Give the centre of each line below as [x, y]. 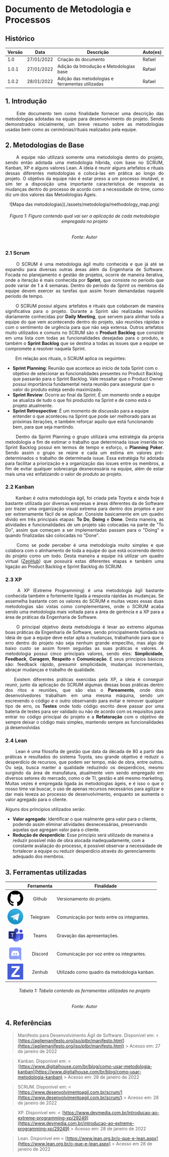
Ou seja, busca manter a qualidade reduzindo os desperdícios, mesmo [84, 768]
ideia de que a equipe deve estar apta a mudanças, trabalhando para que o [84, 638]
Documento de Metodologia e [68, 9]
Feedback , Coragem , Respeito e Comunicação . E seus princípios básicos [84, 659]
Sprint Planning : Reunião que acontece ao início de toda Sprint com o [85, 368]
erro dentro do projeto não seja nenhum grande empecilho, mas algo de [84, 643]
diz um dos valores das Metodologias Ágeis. [51, 195]
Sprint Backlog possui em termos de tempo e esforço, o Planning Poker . [85, 447]
